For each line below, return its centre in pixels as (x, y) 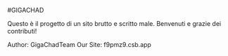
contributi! (22, 31)
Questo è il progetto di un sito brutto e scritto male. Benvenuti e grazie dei (114, 23)
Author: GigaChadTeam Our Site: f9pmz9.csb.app (79, 44)
